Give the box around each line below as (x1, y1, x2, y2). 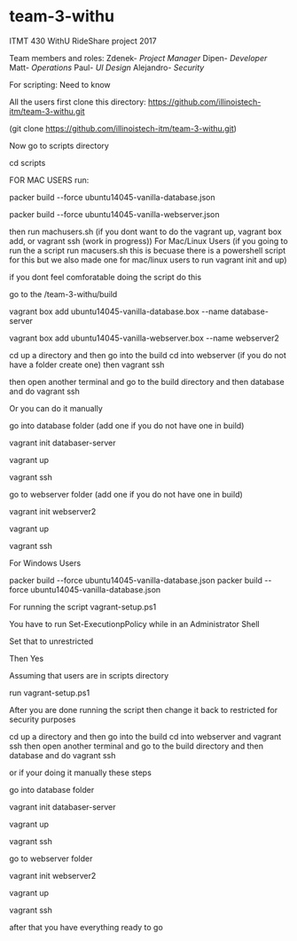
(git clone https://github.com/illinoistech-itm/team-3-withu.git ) (9, 122, 238, 134)
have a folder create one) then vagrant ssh (9, 359, 165, 370)
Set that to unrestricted (9, 636, 94, 647)
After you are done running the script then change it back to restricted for (9, 704, 277, 715)
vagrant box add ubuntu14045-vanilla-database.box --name (9, 306, 230, 317)
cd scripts (9, 157, 46, 168)
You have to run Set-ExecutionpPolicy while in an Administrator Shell (9, 618, 260, 629)
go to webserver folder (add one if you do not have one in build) (9, 489, 244, 499)
